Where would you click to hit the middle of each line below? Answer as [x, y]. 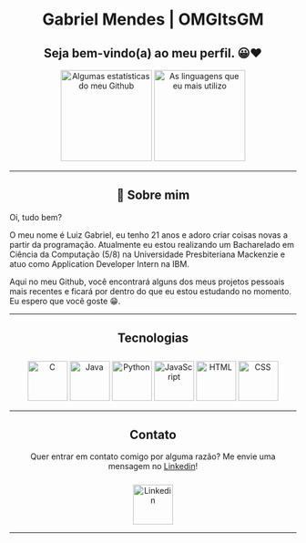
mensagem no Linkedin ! [153, 466]
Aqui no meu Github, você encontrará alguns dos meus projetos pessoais [147, 282]
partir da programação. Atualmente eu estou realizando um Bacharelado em [152, 244]
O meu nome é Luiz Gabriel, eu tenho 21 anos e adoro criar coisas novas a [149, 235]
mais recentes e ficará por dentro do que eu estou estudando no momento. [150, 291]
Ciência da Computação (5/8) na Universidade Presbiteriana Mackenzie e [147, 254]
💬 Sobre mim [153, 195]
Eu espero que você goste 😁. [65, 301]
